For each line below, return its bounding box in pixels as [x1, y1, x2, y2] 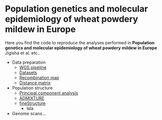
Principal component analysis [19, 90, 78, 96]
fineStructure [19, 100, 46, 106]
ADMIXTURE [19, 95, 44, 101]
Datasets [19, 69, 37, 75]
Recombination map [19, 75, 59, 80]
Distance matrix [19, 80, 51, 85]
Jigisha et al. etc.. [5, 50, 40, 56]
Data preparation [12, 59, 46, 65]
